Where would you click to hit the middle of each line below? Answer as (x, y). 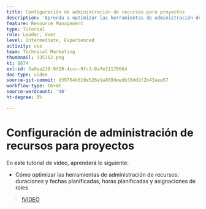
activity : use (25, 46)
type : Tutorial (26, 29)
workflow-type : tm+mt (34, 86)
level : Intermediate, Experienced (51, 40)
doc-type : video (27, 75)
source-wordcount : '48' (37, 92)
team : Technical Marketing (41, 52)
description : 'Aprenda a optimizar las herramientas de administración (100, 18)
